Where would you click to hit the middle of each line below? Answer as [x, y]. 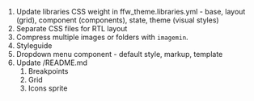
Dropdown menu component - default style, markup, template [119, 54]
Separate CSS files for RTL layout [72, 28]
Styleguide [34, 46]
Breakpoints [48, 71]
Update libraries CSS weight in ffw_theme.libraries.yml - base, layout [131, 12]
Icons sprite [48, 88]
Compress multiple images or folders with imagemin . [102, 37]
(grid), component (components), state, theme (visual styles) [118, 20]
